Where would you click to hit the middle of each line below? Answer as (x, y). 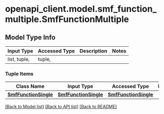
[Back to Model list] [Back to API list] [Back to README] (61, 107)
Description (93, 51)
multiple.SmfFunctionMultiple (67, 19)
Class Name (30, 86)
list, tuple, (19, 59)
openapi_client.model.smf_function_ (81, 9)
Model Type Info (30, 37)
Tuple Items (19, 74)
